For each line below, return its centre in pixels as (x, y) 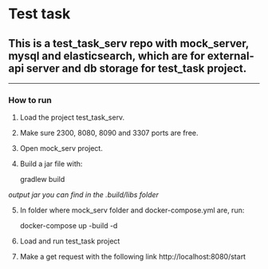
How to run (30, 100)
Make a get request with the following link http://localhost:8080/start (132, 257)
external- (231, 55)
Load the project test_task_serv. (72, 117)
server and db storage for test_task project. (137, 68)
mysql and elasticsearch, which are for (107, 55)
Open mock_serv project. (61, 148)
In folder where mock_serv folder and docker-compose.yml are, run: (132, 210)
